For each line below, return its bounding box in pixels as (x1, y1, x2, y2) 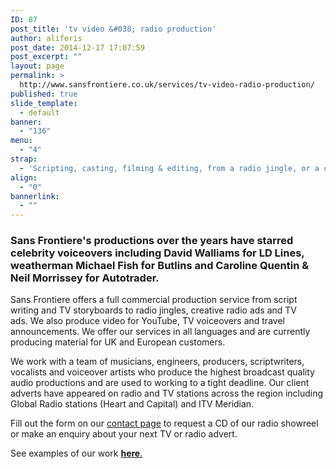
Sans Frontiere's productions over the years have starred (10, 234, 294, 248)
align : (10, 172, 38, 183)
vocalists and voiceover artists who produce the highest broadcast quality (10, 366, 315, 378)
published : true (10, 89, 78, 99)
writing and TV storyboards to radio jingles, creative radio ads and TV (10, 304, 297, 316)
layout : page (10, 61, 65, 71)
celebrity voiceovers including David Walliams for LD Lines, (10, 246, 305, 260)
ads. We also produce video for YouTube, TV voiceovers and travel (10, 315, 285, 327)
